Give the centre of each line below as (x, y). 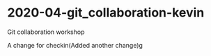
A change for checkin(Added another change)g (75, 45)
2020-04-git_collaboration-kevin (106, 13)
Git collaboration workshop (46, 32)
